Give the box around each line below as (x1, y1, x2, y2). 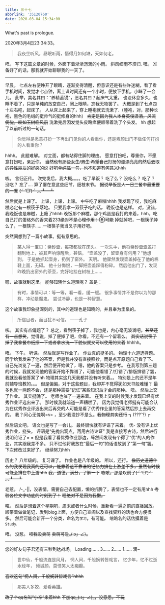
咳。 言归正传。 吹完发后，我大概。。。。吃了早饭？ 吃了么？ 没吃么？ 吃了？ (5, 176, 156, 182)
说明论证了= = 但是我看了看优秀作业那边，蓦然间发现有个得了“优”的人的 (5, 435, 151, 441)
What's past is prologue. (5, 30, 55, 36)
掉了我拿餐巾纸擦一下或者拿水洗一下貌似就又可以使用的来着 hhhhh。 (5, 340, 144, 345)
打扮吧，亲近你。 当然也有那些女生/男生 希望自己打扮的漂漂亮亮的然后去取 (9, 159, 160, 165)
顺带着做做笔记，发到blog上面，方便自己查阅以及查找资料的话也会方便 (5, 509, 147, 515)
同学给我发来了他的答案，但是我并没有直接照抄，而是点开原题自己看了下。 (5, 356, 156, 362)
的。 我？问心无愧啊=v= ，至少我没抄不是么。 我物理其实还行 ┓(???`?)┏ (5, 412, 151, 417)
